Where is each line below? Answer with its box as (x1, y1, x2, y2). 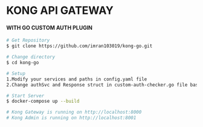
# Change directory (6, 54, 56, 60)
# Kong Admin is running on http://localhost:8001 (6, 115, 137, 121)
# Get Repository (6, 37, 50, 44)
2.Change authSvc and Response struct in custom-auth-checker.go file (6, 82, 188, 88)
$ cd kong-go (6, 60, 39, 66)
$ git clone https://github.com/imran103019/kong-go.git (6, 43, 153, 49)
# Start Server (6, 93, 45, 99)
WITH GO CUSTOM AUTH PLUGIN (6, 24, 92, 31)
